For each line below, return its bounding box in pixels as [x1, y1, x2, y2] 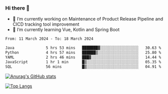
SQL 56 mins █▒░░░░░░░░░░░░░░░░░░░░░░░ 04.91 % [5, 64, 161, 69]
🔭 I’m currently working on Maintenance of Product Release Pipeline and [12, 16, 163, 22]
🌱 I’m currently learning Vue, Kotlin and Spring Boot [12, 27, 120, 33]
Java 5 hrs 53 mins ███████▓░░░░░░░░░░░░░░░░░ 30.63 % [5, 45, 161, 51]
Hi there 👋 [5, 5, 30, 12]
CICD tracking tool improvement [12, 21, 80, 27]
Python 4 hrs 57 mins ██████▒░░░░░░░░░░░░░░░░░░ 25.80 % [5, 50, 161, 55]
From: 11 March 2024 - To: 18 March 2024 [5, 36, 94, 42]
